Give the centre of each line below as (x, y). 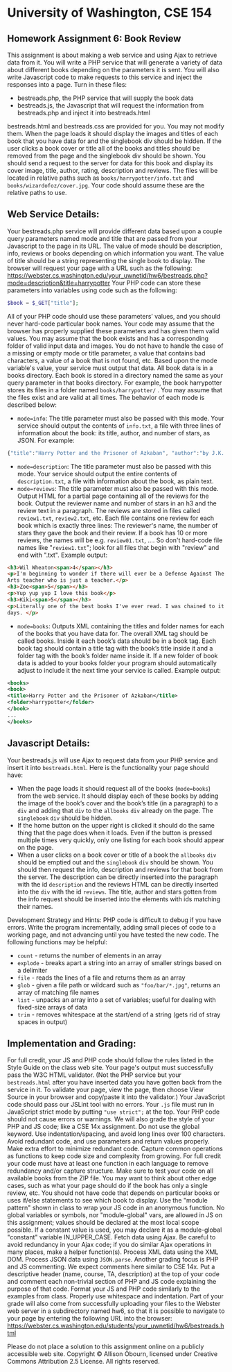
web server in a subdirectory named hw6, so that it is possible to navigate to (116, 1311)
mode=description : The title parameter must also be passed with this (114, 466)
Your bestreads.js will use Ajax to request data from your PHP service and (113, 760)
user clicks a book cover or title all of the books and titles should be (104, 148)
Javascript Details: (48, 743)
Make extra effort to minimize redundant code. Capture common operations (115, 1149)
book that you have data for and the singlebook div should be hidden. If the (114, 141)
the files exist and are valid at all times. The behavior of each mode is (106, 397)
